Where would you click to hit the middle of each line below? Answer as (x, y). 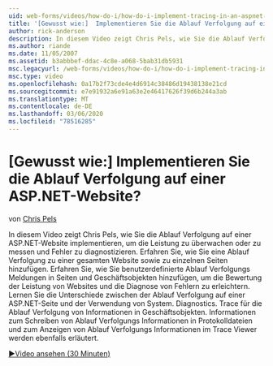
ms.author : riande (39, 46)
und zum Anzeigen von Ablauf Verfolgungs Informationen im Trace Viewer (133, 329)
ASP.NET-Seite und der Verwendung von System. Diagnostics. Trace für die (135, 303)
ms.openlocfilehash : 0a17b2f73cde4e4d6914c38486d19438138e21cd (118, 84)
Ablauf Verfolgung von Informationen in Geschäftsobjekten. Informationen (132, 312)
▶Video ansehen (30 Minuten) (60, 353)
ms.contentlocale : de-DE (50, 106)
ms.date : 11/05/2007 (43, 54)
